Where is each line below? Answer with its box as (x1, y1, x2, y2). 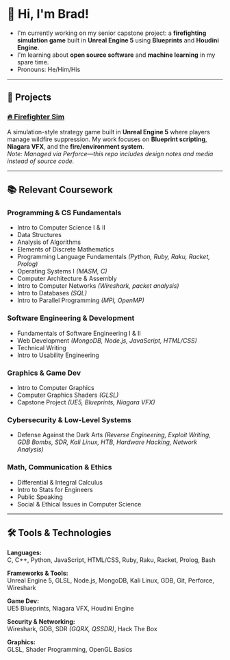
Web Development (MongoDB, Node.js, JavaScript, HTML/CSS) (16, 336, 197, 345)
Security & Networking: (7, 618, 75, 626)
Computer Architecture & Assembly (16, 274, 118, 283)
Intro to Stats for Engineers (16, 485, 94, 493)
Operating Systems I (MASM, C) (16, 267, 107, 276)
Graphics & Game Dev (7, 368, 81, 378)
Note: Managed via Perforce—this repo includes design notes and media (7, 149, 214, 158)
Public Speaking (16, 493, 63, 501)
